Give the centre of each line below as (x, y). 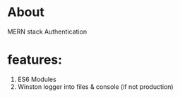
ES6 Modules (37, 79)
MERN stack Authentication (47, 31)
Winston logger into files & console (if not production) (96, 86)
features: (35, 60)
